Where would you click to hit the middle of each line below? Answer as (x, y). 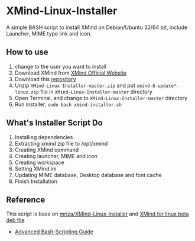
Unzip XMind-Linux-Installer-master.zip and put (75, 85)
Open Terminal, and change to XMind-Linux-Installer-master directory (101, 98)
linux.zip (27, 92)
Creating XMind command (46, 150)
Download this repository (45, 79)
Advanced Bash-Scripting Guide (54, 232)
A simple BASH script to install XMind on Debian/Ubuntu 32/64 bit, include (97, 27)
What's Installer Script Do (54, 123)
